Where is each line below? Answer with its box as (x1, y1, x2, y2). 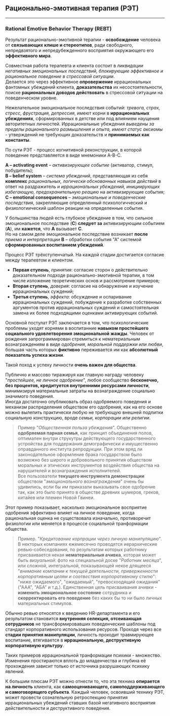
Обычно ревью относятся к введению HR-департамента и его (5, 610, 140, 616)
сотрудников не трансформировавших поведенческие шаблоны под (5, 621, 156, 627)
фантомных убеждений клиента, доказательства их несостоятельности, (5, 84, 163, 90)
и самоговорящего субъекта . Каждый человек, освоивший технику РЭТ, (5, 689, 164, 695)
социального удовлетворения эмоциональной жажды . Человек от (5, 330, 154, 336)
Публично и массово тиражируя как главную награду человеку (5, 372, 144, 378)
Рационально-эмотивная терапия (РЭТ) (5, 4, 139, 13)
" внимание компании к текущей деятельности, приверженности (17, 568, 158, 574)
